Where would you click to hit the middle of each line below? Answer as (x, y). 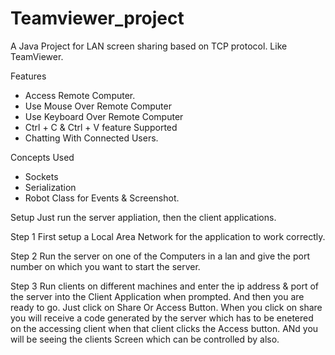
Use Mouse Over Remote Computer (98, 106)
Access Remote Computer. (80, 95)
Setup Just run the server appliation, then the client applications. (143, 217)
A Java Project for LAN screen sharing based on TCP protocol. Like (149, 46)
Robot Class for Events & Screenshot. (102, 198)
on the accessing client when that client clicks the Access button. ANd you (164, 328)
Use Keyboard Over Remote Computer (104, 116)
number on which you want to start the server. (105, 266)
